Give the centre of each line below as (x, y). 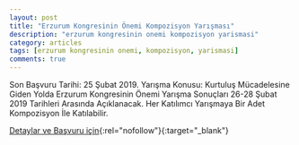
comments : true (38, 59)
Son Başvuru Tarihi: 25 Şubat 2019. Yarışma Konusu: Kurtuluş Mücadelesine (149, 85)
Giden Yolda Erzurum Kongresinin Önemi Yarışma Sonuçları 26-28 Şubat (143, 94)
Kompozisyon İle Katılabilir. (59, 113)
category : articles (46, 43)
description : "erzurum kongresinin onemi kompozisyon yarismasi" (134, 34)
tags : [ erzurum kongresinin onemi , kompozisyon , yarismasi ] (124, 51)
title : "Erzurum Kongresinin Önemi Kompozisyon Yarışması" (122, 26)
